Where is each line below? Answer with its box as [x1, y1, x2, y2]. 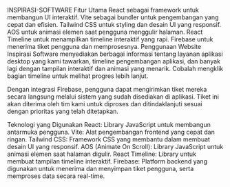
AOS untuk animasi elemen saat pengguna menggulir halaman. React [7, 28, 203, 36]
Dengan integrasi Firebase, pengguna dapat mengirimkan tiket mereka [7, 86, 207, 93]
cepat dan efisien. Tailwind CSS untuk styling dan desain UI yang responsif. [7, 21, 222, 28]
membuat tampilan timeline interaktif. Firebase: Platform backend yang [7, 157, 208, 165]
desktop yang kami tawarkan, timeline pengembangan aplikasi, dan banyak [7, 57, 221, 65]
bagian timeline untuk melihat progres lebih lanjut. [7, 72, 149, 80]
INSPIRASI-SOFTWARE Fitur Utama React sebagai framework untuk [7, 6, 200, 14]
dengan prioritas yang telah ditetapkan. [7, 107, 119, 115]
